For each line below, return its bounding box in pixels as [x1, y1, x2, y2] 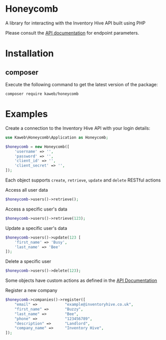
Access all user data [5, 187, 49, 193]
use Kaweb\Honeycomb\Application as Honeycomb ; [5, 135, 109, 140]
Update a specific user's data [5, 225, 67, 231]
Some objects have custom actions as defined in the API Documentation [5, 277, 157, 283]
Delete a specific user [5, 258, 52, 265]
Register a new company [5, 287, 58, 294]
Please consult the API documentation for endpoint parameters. [5, 30, 139, 36]
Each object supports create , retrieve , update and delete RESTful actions [5, 177, 161, 183]
